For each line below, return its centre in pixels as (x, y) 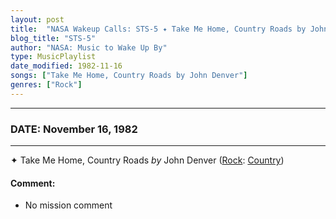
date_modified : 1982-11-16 (66, 66)
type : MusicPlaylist (53, 57)
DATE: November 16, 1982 (74, 129)
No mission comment (68, 205)
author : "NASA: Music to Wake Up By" (89, 47)
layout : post (37, 19)
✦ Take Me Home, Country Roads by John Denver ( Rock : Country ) (147, 160)
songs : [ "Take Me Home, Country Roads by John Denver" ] (129, 76)
